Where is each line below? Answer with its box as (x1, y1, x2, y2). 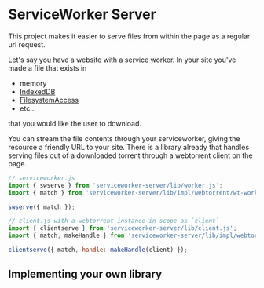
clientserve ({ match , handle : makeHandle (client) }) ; (8, 246, 189, 254)
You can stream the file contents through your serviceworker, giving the (8, 133, 241, 143)
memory (19, 78, 47, 88)
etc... (19, 104, 37, 113)
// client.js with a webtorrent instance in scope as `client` (8, 217, 220, 225)
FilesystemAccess (19, 95, 79, 104)
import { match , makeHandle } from (8, 231, 125, 240)
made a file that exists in (8, 63, 87, 72)
